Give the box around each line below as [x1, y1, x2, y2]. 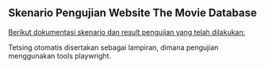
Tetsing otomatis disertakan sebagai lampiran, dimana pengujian [8, 43, 219, 52]
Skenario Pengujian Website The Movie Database [8, 6, 257, 20]
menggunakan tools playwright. [8, 51, 112, 60]
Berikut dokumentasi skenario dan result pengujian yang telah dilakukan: [8, 27, 246, 36]
